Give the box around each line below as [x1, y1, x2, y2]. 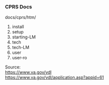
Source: [5, 64, 21, 70]
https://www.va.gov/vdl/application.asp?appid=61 [5, 74, 104, 81]
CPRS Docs [5, 3, 32, 10]
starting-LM [12, 34, 36, 40]
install [12, 24, 24, 30]
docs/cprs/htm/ [5, 15, 36, 20]
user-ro [12, 55, 28, 61]
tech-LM [12, 45, 30, 51]
